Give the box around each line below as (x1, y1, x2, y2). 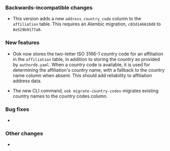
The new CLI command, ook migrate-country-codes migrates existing (12, 87, 159, 94)
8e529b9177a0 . (12, 26, 42, 33)
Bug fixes (5, 106, 30, 113)
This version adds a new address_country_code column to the (12, 16, 141, 22)
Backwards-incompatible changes (5, 4, 93, 11)
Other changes (5, 130, 43, 137)
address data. (12, 78, 42, 84)
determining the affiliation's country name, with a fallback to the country (12, 67, 165, 73)
